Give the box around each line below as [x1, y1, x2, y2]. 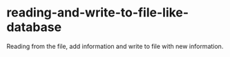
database [6, 19, 62, 35]
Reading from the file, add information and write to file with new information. [6, 42, 224, 50]
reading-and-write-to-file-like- [6, 5, 189, 21]
